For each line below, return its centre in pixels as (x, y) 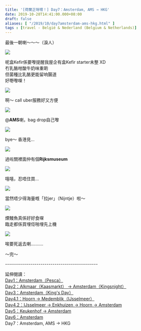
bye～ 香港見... (20, 139)
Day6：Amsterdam (24, 317)
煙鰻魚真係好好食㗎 (24, 218)
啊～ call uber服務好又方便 (32, 100)
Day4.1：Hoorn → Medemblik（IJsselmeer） (50, 299)
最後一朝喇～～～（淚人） (31, 43)
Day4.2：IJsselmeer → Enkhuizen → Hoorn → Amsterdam (64, 305)
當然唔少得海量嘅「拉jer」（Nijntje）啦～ (45, 198)
